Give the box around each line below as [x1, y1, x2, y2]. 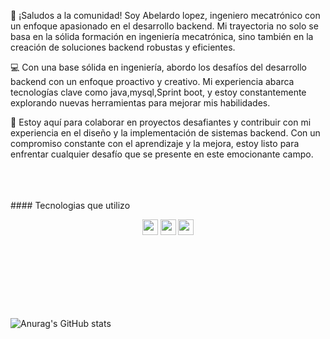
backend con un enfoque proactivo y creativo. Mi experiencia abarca [10, 76, 295, 87]
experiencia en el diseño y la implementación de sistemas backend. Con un [10, 127, 321, 139]
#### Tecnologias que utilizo [10, 200, 131, 211]
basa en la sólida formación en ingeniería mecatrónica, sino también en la [10, 31, 314, 42]
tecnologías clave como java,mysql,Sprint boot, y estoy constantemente [10, 86, 307, 98]
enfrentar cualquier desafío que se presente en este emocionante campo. [10, 148, 314, 160]
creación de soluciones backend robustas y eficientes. [10, 41, 236, 53]
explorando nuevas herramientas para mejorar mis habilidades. [10, 97, 271, 109]
